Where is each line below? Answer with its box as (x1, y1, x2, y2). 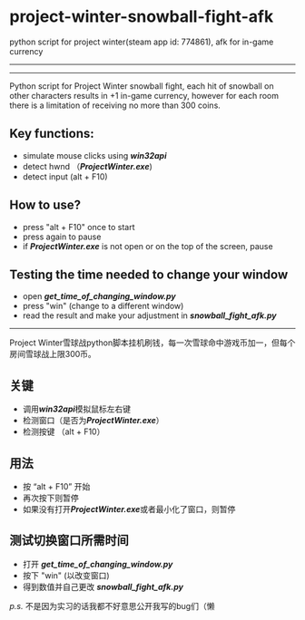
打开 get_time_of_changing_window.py (22, 558, 173, 569)
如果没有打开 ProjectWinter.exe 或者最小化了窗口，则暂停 (22, 504, 236, 514)
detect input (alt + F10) (22, 170, 108, 182)
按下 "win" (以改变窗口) (22, 569, 111, 581)
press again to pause (22, 231, 102, 242)
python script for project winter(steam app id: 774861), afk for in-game (9, 36, 274, 47)
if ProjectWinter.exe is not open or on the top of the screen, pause (22, 240, 274, 251)
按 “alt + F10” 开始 (22, 481, 91, 491)
